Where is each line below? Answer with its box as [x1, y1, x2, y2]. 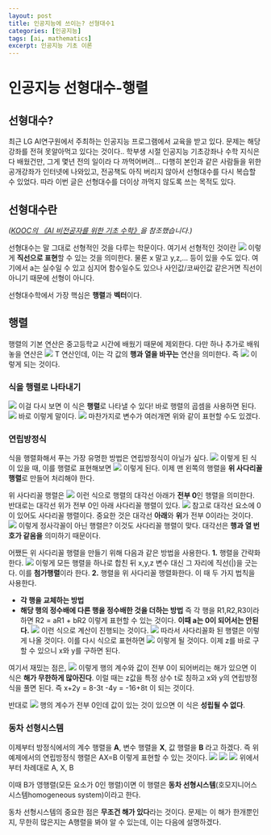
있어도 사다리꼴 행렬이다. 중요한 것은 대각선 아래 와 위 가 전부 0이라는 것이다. [16, 511, 254, 520]
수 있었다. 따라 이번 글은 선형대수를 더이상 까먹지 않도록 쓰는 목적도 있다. [8, 177, 236, 186]
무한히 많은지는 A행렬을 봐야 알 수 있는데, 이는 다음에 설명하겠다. [19, 816, 222, 827]
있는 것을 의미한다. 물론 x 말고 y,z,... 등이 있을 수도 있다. [74, 253, 250, 262]
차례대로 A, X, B [23, 762, 74, 772]
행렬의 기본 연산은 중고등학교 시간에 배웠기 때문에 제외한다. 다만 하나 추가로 [8, 339, 245, 349]
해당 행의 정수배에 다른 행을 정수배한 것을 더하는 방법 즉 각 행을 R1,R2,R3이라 [19, 606, 260, 616]
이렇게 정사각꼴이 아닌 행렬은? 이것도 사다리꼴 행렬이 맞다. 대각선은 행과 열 [18, 521, 252, 531]
